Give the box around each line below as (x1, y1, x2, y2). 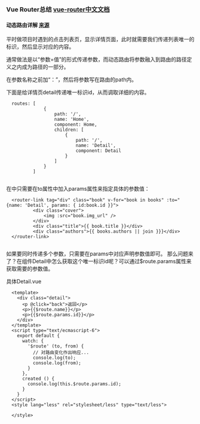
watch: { (21, 338, 44, 344)
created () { (21, 376, 55, 382)
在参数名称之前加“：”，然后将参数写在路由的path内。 (6, 76, 137, 83)
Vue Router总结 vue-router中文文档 (6, 5, 110, 13)
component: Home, (54, 121, 97, 128)
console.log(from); (32, 360, 82, 366)
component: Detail (75, 148, 121, 154)
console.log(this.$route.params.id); (27, 381, 121, 387)
